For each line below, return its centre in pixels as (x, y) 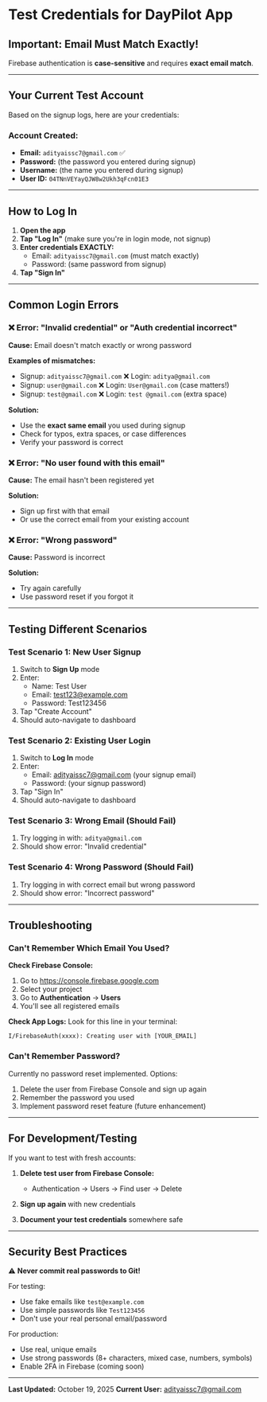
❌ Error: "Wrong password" (63, 540)
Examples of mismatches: (52, 361)
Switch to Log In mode (56, 758)
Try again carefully (50, 588)
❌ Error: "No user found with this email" (87, 463)
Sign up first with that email (64, 510)
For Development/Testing (73, 1139)
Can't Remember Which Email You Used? (89, 948)
